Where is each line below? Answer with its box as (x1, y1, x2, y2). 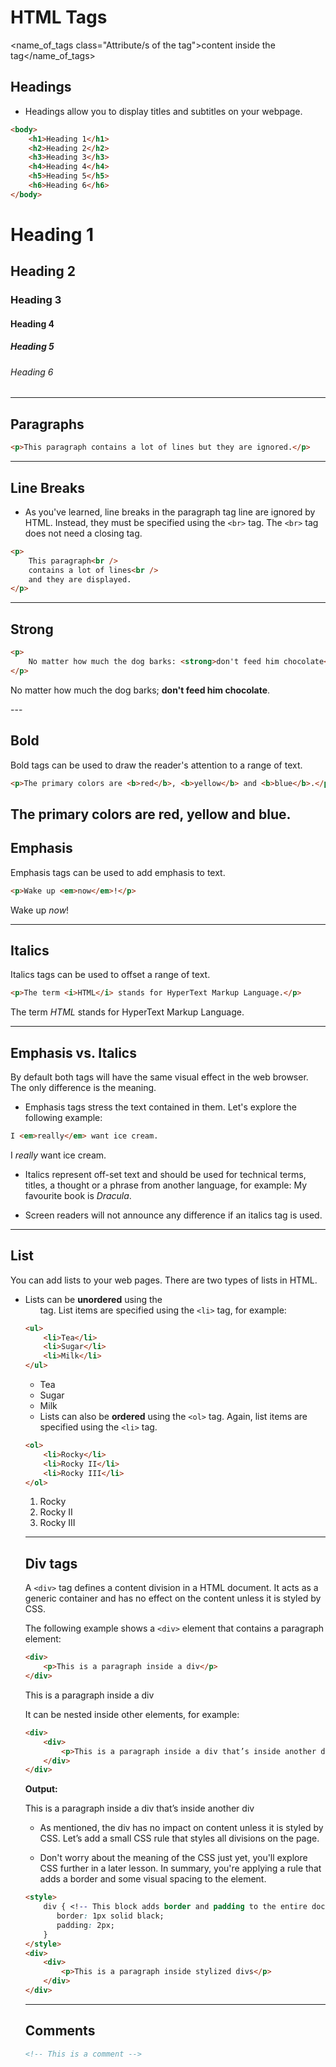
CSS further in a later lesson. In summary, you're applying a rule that (39, 1862, 322, 1875)
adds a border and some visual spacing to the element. (39, 1873, 267, 1885)
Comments (24, 2022, 96, 2040)
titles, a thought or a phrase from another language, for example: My (24, 1179, 308, 1191)
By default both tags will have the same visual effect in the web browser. (10, 1071, 309, 1083)
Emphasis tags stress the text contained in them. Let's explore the (24, 1101, 297, 1113)
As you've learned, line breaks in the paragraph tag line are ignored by (24, 506, 316, 518)
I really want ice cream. (10, 1149, 107, 1161)
